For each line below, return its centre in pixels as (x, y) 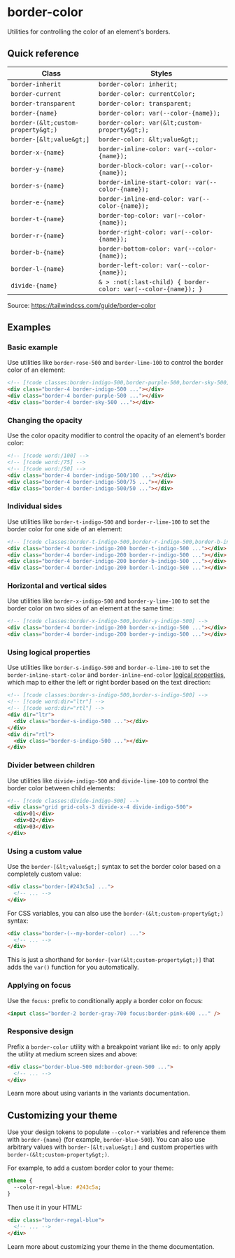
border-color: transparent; (145, 103)
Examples (29, 327)
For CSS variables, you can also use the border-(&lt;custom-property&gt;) (115, 913)
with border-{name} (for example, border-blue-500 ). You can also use (106, 1140)
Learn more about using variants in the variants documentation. (99, 1093)
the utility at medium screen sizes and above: (72, 1054)
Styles (161, 73)
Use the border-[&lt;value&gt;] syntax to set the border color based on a (114, 867)
